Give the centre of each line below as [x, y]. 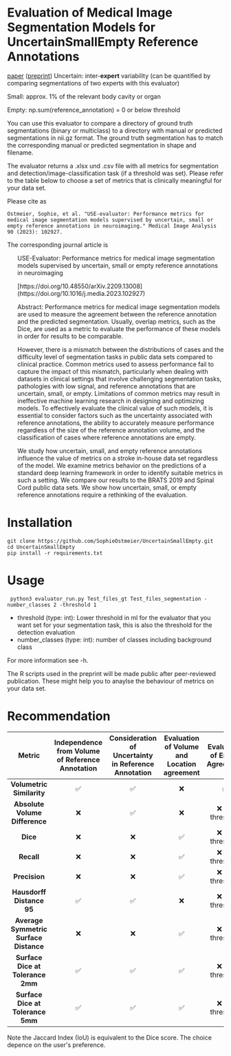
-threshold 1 [78, 605]
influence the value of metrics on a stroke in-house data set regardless [118, 458]
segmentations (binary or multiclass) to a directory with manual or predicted [115, 130]
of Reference [78, 759]
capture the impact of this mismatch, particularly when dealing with [112, 371]
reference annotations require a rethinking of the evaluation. [102, 495]
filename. [20, 152]
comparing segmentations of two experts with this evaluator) [93, 83]
